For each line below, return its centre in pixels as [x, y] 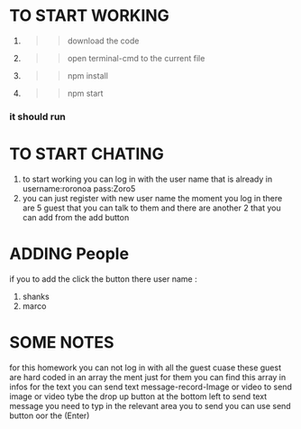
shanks [36, 296]
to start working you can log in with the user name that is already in [147, 179]
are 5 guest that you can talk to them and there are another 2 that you [151, 208]
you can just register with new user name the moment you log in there [152, 198]
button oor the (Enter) [50, 415]
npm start [85, 93]
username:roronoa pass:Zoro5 [79, 188]
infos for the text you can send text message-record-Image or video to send [151, 387]
